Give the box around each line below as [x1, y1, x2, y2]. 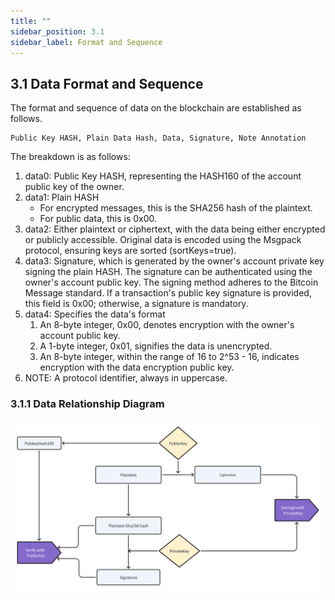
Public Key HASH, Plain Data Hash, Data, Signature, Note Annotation [10, 133, 307, 144]
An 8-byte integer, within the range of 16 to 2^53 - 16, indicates [39, 351, 300, 363]
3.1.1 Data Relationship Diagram [10, 397, 165, 411]
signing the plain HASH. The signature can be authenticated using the [24, 266, 313, 278]
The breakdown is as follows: [10, 151, 131, 163]
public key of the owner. [24, 181, 125, 193]
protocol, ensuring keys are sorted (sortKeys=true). [24, 245, 237, 257]
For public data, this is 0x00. [39, 213, 158, 225]
